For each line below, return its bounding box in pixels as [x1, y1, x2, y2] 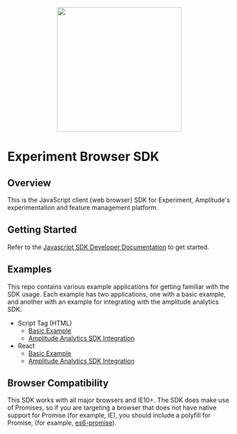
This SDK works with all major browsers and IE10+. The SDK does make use [7, 396, 229, 405]
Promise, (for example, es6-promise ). [7, 418, 117, 427]
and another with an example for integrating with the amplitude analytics [7, 297, 219, 306]
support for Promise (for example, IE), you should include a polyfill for [7, 411, 211, 420]
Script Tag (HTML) [17, 319, 72, 327]
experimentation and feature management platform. [7, 203, 158, 211]
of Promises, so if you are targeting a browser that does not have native [7, 403, 217, 412]
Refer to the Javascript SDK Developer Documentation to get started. [7, 243, 209, 251]
